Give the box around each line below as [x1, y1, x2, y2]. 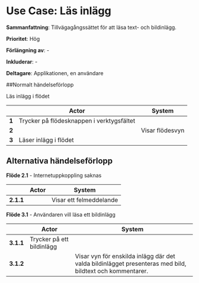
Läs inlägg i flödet [6, 92, 50, 99]
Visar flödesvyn [141, 126, 185, 134]
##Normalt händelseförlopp [6, 81, 74, 88]
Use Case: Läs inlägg [6, 4, 111, 18]
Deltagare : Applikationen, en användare [6, 69, 104, 76]
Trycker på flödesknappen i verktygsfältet [18, 117, 136, 125]
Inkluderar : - [6, 58, 38, 65]
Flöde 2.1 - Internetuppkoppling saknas [6, 172, 102, 179]
